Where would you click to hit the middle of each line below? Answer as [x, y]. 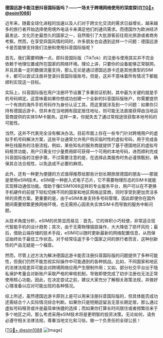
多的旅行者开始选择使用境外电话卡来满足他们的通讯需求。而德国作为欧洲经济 [81, 29]
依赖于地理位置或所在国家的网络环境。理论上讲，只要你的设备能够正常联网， [81, 64]
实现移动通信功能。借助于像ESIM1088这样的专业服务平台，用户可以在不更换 [81, 186]
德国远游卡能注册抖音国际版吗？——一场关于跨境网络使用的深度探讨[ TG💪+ [80, 8]
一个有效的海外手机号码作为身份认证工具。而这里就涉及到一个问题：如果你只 [81, 105]
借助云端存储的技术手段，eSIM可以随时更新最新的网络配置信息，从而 [82, 233]
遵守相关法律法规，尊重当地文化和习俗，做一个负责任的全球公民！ [75, 320]
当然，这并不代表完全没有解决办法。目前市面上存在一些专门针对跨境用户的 [79, 133]
